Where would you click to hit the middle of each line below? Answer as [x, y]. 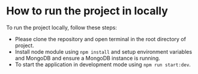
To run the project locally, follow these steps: [61, 27]
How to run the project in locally [87, 11]
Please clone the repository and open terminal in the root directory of [100, 39]
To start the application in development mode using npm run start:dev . [103, 64]
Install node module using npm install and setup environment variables [103, 51]
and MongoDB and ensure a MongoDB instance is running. [88, 58]
